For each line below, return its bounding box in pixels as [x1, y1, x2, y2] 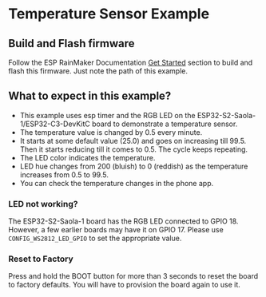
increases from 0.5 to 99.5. [19, 169, 109, 180]
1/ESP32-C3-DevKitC [19, 119, 90, 129]
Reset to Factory [8, 253, 73, 264]
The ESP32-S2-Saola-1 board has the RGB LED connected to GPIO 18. [8, 216, 239, 226]
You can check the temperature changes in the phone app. [19, 178, 214, 188]
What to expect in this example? [8, 89, 172, 103]
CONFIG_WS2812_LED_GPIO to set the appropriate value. [8, 233, 182, 244]
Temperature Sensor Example [8, 5, 210, 23]
